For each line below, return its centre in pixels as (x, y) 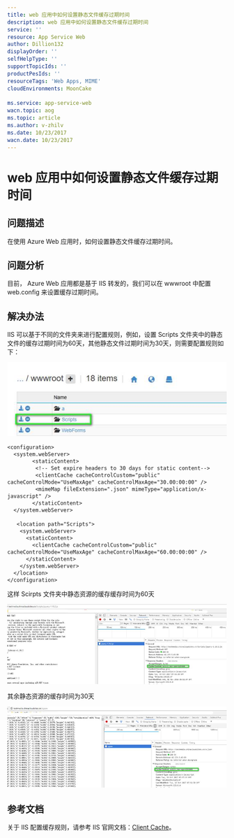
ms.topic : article (34, 118)
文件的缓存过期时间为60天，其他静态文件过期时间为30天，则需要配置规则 (112, 343)
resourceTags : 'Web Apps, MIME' (54, 81)
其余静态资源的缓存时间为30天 (51, 696)
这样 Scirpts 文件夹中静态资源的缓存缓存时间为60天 (81, 593)
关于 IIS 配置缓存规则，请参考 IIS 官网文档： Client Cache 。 (91, 827)
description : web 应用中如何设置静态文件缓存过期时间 (78, 22)
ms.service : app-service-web (49, 103)
